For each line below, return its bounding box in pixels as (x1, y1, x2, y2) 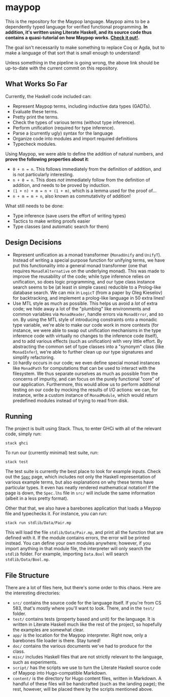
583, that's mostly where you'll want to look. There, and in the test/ (12, 605, 155, 611)
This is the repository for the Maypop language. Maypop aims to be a (5, 18, 150, 24)
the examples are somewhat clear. (12, 627, 85, 633)
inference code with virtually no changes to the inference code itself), (12, 332, 158, 339)
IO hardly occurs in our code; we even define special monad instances (12, 360, 160, 366)
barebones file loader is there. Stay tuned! (12, 638, 100, 644)
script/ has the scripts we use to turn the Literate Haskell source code (12, 664, 161, 671)
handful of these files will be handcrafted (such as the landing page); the (12, 681, 165, 687)
